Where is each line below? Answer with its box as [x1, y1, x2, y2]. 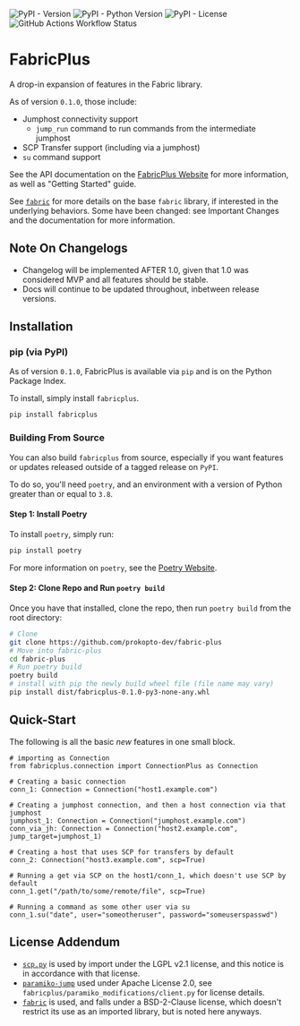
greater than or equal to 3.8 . [9, 488, 114, 499]
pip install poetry [9, 546, 82, 555]
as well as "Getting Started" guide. [9, 178, 137, 189]
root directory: [9, 611, 63, 622]
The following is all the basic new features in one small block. [9, 736, 236, 747]
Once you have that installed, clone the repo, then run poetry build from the [9, 603, 292, 613]
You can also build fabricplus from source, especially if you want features [9, 452, 284, 463]
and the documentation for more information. [9, 215, 176, 226]
